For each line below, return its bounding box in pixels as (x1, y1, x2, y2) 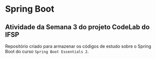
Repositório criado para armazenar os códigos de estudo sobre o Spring (5, 43, 151, 49)
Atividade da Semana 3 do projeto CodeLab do (5, 23, 150, 31)
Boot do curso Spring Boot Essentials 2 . (5, 49, 89, 54)
